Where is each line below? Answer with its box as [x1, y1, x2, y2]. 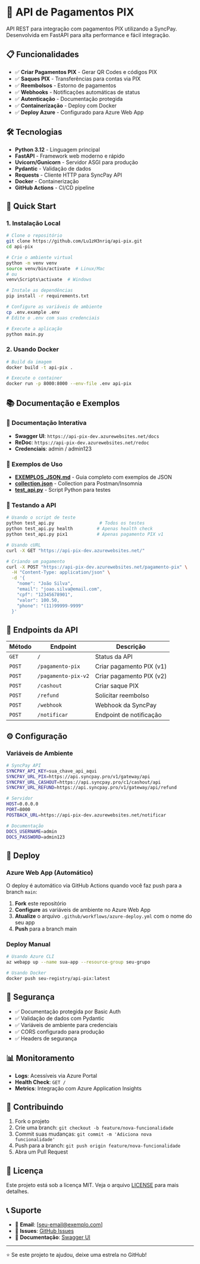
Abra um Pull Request [14, 1148, 68, 1155]
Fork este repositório [14, 900, 67, 907]
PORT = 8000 [6, 807, 31, 813]
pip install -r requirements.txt [6, 293, 89, 299]
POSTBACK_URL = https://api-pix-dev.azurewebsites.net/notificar [6, 812, 167, 818]
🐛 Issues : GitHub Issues [14, 1228, 74, 1234]
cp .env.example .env [6, 309, 60, 315]
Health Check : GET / [14, 1078, 66, 1086]
